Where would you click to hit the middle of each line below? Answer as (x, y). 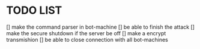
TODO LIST (34, 10)
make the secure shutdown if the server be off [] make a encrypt (86, 33)
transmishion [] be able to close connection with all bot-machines (87, 39)
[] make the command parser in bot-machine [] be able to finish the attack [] (101, 27)
